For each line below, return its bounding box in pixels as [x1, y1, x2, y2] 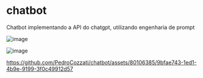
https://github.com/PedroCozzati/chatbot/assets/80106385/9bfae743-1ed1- [6, 59, 197, 66]
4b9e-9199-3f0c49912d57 [6, 65, 74, 73]
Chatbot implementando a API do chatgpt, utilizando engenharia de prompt [6, 24, 195, 31]
